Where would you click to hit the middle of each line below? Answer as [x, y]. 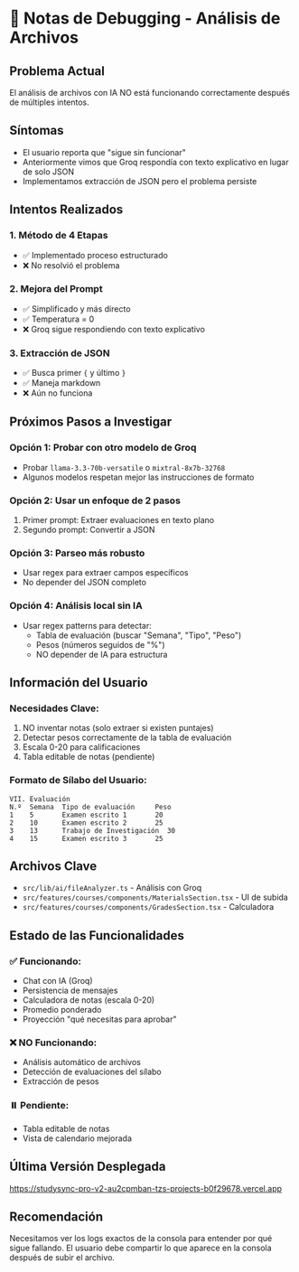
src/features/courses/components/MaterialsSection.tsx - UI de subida [155, 897]
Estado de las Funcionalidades [97, 935]
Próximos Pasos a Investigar [91, 422]
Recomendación [56, 1216]
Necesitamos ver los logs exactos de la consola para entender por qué [141, 1239]
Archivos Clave [53, 866]
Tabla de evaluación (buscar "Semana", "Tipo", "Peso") [139, 635]
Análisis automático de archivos [82, 1062]
